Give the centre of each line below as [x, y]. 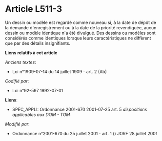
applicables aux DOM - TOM [41, 114]
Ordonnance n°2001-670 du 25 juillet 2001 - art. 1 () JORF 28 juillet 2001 [85, 133]
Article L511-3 [34, 9]
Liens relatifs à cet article [31, 53]
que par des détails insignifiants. [38, 43]
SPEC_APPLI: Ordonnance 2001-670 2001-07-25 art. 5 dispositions [80, 109]
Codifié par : [17, 81]
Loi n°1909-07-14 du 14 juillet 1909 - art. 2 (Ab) [60, 71]
